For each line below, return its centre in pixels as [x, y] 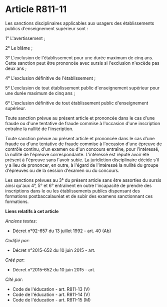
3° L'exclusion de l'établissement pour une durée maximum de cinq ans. [79, 58]
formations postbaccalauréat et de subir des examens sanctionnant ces [79, 196]
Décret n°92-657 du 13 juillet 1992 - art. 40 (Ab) [62, 231]
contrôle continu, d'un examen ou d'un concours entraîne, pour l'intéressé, [82, 149]
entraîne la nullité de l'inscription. [39, 129]
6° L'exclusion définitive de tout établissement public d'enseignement [77, 103]
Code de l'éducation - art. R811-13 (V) [51, 289]
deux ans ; [16, 68]
